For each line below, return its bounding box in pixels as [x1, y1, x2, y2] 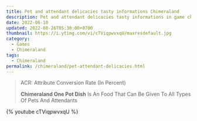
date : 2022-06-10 [6, 19, 49, 25]
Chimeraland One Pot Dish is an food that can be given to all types [20, 90, 191, 98]
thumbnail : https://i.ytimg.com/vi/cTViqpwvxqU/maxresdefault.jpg [6, 31, 172, 36]
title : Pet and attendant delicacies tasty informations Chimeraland [6, 8, 180, 15]
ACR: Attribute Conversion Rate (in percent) [20, 79, 126, 86]
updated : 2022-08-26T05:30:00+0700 [6, 25, 93, 31]
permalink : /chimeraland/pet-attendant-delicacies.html [6, 63, 145, 69]
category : [6, 36, 30, 42]
